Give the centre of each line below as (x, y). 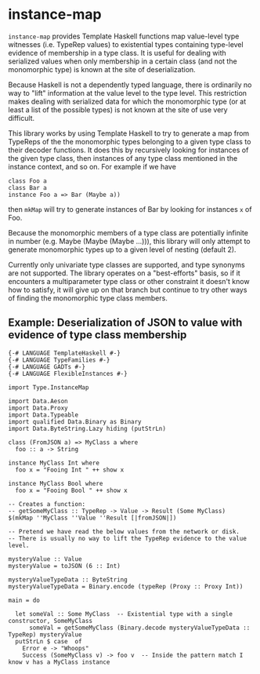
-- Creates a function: (47, 504)
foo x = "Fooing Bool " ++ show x (71, 490)
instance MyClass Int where (54, 463)
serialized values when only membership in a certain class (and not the (123, 61)
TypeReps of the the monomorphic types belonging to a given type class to (130, 141)
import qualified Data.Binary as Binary (75, 421)
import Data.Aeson (38, 401)
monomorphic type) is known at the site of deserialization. (102, 69)
